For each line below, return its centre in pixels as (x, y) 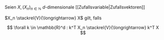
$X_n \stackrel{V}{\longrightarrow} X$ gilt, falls (53, 18)
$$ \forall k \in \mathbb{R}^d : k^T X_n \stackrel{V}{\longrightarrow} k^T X (83, 27)
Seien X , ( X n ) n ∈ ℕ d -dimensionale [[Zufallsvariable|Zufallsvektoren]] (75, 8)
